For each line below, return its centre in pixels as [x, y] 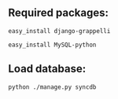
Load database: [47, 69]
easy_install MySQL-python [52, 45]
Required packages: [58, 13]
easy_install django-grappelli [59, 31]
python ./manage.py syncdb [52, 87]
